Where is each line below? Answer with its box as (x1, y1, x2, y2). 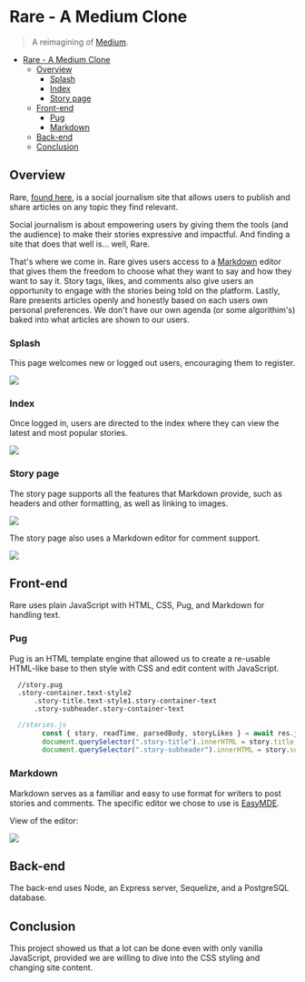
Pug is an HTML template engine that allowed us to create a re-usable (9, 653, 271, 663)
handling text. (9, 610, 61, 621)
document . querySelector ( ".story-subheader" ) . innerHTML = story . (42, 745, 290, 754)
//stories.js (17, 720, 67, 729)
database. (9, 892, 47, 903)
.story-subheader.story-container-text (33, 704, 184, 714)
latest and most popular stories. (9, 428, 128, 439)
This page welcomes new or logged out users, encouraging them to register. (9, 358, 296, 369)
